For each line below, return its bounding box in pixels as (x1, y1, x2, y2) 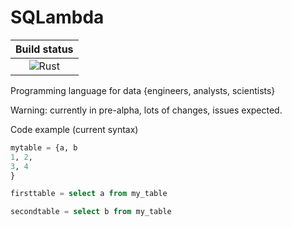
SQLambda (10, 6, 105, 29)
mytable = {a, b (10, 142, 78, 153)
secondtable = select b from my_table (10, 207, 172, 217)
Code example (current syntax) (10, 123, 139, 135)
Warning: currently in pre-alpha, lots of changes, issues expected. (10, 104, 283, 116)
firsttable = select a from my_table (10, 189, 168, 199)
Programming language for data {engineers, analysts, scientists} (10, 84, 276, 96)
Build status (15, 42, 74, 56)
